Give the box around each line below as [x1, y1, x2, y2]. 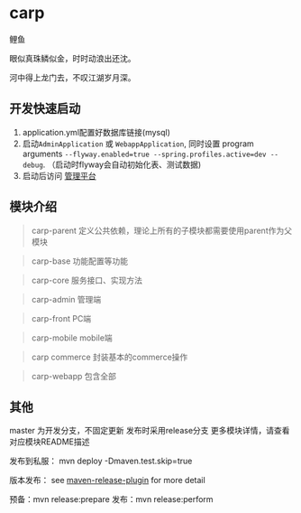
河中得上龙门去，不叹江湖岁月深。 [9, 71, 136, 83]
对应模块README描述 [9, 436, 90, 447]
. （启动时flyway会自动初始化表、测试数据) [42, 159, 202, 170]
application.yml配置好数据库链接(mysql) [22, 126, 171, 137]
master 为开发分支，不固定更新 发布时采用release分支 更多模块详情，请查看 [9, 425, 290, 436]
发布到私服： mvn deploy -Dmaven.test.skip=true [9, 455, 193, 467]
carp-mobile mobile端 [31, 332, 113, 343]
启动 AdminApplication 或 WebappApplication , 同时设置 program [22, 138, 254, 149]
